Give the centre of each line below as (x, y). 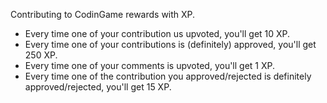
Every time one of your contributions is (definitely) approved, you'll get (170, 44)
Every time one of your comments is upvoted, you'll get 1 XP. (150, 65)
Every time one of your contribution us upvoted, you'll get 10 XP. (157, 33)
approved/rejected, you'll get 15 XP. (98, 87)
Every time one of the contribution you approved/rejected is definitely (168, 76)
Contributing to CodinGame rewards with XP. (103, 14)
